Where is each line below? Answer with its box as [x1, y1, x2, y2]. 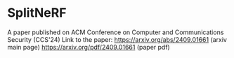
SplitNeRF [7, 5, 67, 21]
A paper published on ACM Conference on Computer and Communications [7, 28, 224, 36]
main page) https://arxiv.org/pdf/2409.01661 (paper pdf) [7, 43, 170, 51]
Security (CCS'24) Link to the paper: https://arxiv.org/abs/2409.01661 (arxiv [7, 35, 227, 43]
